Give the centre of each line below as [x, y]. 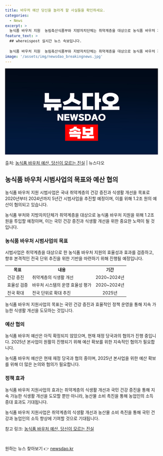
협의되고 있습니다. [31, 204]
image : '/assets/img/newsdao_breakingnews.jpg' [54, 56]
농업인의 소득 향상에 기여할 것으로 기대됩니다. [57, 418]
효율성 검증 [17, 285]
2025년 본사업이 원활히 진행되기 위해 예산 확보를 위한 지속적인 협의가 [77, 342]
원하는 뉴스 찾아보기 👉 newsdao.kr [39, 448]
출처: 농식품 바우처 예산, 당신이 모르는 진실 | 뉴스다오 [55, 163]
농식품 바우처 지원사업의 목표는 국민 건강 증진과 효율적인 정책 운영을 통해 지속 [78, 305]
